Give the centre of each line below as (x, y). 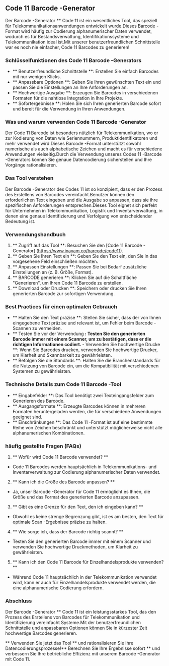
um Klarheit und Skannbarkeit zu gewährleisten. (62, 355)
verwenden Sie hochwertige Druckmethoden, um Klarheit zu (75, 546)
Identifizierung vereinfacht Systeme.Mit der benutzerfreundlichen (73, 623)
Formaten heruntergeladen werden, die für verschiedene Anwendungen (87, 411)
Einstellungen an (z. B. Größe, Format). (53, 272)
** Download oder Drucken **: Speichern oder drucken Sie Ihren (79, 288)
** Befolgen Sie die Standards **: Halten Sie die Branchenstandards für (87, 361)
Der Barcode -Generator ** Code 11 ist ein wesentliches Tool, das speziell (81, 20)
